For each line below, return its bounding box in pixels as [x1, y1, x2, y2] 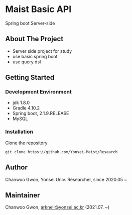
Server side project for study [12, 48, 72, 54]
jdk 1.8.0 [12, 99, 30, 106]
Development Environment [5, 88, 72, 95]
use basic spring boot [12, 53, 58, 59]
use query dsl [12, 59, 41, 65]
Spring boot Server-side [5, 20, 55, 26]
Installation [5, 128, 34, 135]
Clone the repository [5, 140, 48, 146]
